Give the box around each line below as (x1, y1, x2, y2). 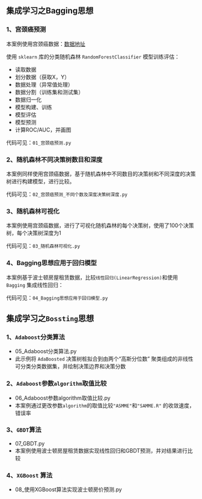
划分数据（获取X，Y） (14, 73, 70, 80)
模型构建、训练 (14, 103, 52, 110)
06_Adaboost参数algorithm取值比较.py (14, 394, 111, 401)
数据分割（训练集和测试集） (14, 88, 84, 95)
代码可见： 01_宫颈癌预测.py (6, 139, 72, 146)
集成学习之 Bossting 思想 (6, 313, 94, 324)
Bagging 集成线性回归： (6, 281, 64, 288)
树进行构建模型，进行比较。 (6, 177, 75, 185)
